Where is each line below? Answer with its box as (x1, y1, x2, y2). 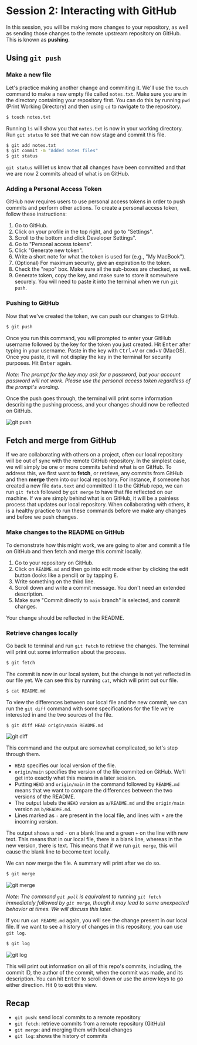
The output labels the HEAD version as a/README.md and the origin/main (14, 799, 185, 806)
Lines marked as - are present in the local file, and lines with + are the (14, 812, 183, 819)
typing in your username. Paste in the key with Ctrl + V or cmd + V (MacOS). (6, 347, 186, 354)
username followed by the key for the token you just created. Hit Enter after (6, 341, 191, 348)
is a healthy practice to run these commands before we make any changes (6, 507, 186, 515)
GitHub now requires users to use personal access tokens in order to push (6, 198, 186, 205)
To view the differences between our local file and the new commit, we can (6, 698, 188, 705)
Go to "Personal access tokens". (14, 241, 93, 248)
